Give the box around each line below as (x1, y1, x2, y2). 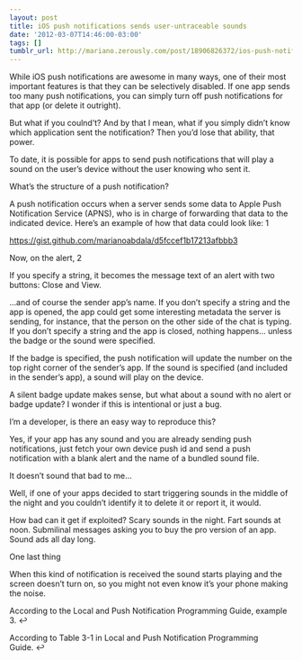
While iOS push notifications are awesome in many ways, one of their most (9, 71, 287, 82)
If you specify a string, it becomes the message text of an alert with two (9, 270, 276, 281)
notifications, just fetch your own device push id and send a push (9, 443, 252, 455)
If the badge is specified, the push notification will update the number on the (9, 353, 293, 364)
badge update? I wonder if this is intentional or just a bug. (9, 399, 222, 410)
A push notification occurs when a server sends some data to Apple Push (9, 199, 281, 210)
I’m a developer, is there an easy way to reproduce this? (9, 416, 217, 428)
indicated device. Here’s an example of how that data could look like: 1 (9, 218, 270, 229)
